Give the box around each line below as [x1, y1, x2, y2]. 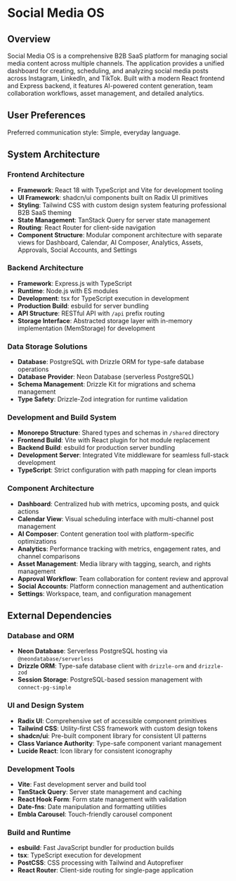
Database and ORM [7, 631, 75, 640]
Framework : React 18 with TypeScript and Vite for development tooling [17, 185, 223, 194]
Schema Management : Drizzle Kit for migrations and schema [17, 380, 196, 389]
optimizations [17, 537, 58, 545]
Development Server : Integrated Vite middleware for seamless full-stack [17, 451, 229, 459]
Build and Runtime [7, 827, 72, 837]
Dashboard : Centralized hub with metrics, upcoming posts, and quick [17, 499, 220, 508]
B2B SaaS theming [17, 208, 72, 216]
